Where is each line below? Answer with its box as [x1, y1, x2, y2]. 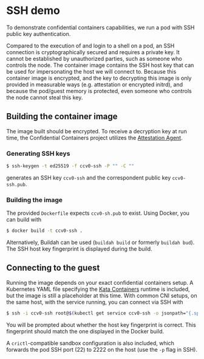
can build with [6, 216, 42, 223]
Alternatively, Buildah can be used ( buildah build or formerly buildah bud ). [6, 239, 195, 246]
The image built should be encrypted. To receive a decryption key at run [6, 127, 187, 134]
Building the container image [6, 111, 118, 122]
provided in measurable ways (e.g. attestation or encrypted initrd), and [6, 80, 183, 88]
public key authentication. [6, 30, 71, 37]
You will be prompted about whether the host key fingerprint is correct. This [6, 321, 196, 329]
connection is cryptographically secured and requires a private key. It [6, 48, 180, 55]
